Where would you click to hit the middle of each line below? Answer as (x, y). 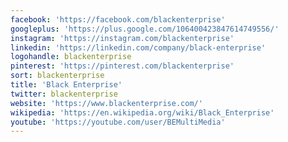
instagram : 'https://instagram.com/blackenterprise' (122, 38)
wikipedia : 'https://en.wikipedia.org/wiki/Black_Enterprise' (142, 112)
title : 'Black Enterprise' (66, 85)
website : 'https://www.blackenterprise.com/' (106, 103)
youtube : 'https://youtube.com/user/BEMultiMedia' (118, 122)
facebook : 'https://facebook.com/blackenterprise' (118, 19)
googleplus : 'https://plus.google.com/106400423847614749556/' (145, 29)
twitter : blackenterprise (64, 94)
